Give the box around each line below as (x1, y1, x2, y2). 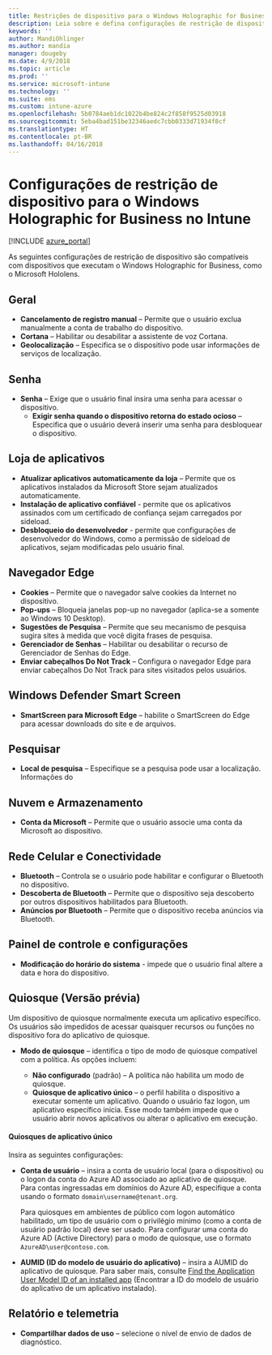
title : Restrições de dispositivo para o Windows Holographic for (8, 11, 237, 20)
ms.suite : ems (8, 95, 57, 103)
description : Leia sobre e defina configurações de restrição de (8, 19, 233, 28)
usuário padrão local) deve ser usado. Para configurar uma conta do (19, 1224, 249, 1234)
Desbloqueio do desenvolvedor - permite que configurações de (19, 525, 236, 535)
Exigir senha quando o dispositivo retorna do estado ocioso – (32, 411, 242, 421)
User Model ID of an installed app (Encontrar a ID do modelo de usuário (19, 1275, 259, 1284)
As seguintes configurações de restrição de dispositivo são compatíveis (8, 252, 249, 262)
